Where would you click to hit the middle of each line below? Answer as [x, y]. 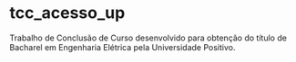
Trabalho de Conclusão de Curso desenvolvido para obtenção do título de [148, 38]
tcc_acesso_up [67, 13]
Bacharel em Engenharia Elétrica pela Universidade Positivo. [122, 47]
